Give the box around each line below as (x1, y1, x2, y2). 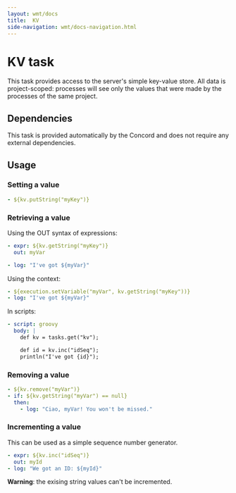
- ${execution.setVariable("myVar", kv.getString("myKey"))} (7, 288, 191, 295)
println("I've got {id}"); (20, 353, 99, 360)
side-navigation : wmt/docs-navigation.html (7, 23, 137, 30)
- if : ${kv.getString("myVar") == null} (7, 392, 128, 399)
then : (13, 399, 30, 406)
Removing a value (7, 370, 70, 380)
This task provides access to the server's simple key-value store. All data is (7, 77, 226, 85)
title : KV (7, 17, 39, 24)
